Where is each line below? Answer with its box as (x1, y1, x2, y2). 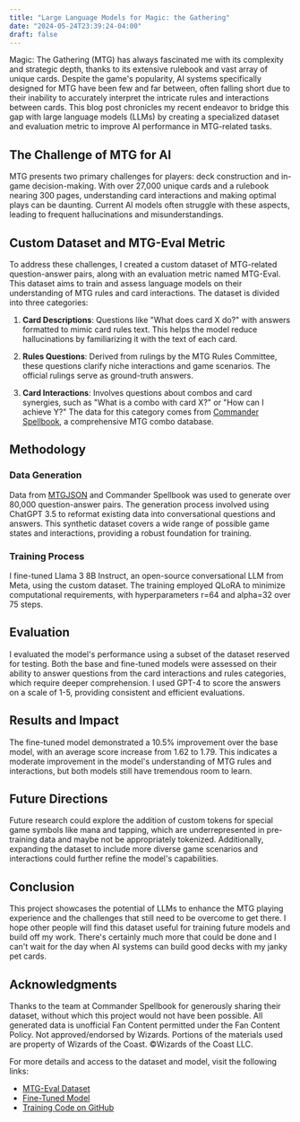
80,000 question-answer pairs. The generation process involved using (9, 499, 270, 510)
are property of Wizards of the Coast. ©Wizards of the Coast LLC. (9, 1039, 253, 1050)
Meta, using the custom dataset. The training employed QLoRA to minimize (9, 580, 286, 591)
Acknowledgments (9, 977, 118, 992)
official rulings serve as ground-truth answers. (21, 370, 194, 381)
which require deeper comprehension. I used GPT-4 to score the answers (9, 677, 281, 688)
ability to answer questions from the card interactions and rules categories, (9, 668, 287, 679)
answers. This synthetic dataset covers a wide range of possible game (9, 518, 270, 529)
